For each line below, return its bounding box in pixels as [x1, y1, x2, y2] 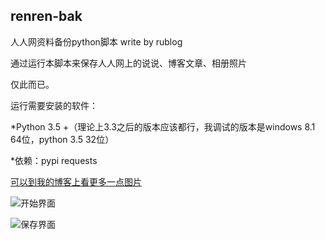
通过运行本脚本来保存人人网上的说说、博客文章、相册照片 [10, 57, 247, 69]
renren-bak [10, 8, 83, 25]
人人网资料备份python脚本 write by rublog [10, 35, 183, 48]
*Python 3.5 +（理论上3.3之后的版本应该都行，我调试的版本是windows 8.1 [10, 120, 316, 133]
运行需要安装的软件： [10, 99, 98, 111]
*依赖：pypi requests [10, 154, 98, 166]
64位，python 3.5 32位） [10, 133, 115, 145]
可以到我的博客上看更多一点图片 [10, 175, 142, 188]
